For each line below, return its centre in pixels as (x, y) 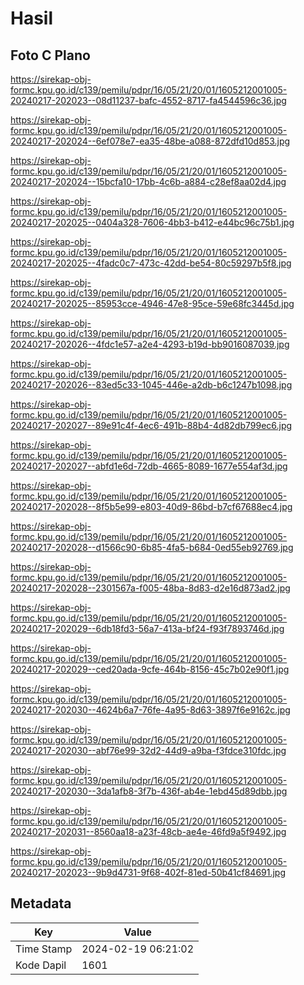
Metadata (41, 903)
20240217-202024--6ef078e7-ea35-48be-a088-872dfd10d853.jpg (150, 141)
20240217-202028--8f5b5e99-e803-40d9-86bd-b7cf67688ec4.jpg (151, 506)
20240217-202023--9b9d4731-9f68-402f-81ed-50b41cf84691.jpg (148, 872)
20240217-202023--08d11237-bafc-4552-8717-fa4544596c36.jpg (148, 100)
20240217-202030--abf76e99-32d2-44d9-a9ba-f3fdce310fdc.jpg (148, 750)
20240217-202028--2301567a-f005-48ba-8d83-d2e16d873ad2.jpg (150, 588)
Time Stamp (44, 949)
